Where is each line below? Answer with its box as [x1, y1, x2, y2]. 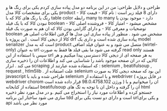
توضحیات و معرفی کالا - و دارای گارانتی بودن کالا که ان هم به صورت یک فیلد [5, 25, 147, 31]
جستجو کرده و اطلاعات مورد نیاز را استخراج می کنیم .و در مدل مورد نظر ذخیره [5, 89, 153, 95]
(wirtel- [142, 41, 158, 47]
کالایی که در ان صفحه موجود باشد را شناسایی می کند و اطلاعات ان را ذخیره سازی [5, 57, 158, 63]
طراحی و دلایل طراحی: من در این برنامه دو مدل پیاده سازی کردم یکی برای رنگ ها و [5, 4, 161, 10]
